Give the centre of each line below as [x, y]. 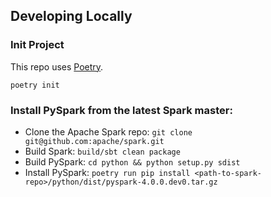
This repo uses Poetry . [57, 66]
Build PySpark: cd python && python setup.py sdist [132, 161]
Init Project [37, 45]
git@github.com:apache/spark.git [94, 141]
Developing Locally [71, 16]
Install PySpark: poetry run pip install [107, 172]
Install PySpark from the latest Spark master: [121, 110]
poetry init [35, 85]
